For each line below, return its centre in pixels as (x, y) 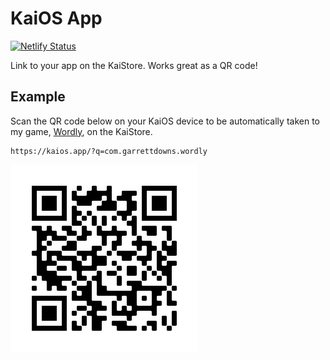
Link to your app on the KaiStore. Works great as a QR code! (134, 65)
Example (38, 97)
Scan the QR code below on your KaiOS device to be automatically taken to (165, 121)
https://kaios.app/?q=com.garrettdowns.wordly (109, 151)
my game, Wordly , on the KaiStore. (81, 131)
